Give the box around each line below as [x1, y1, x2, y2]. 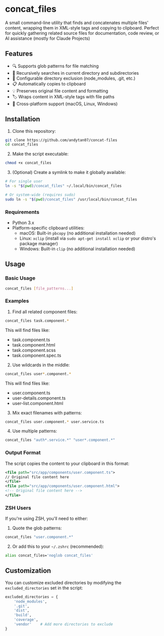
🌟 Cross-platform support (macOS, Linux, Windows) [12, 101, 118, 107]
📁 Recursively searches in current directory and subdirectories [12, 70, 139, 76]
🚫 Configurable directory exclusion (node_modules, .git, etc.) [12, 75, 136, 81]
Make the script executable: [12, 151, 69, 157]
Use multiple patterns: [12, 428, 57, 434]
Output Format [5, 449, 41, 456]
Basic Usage [5, 275, 36, 282]
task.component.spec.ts [12, 352, 61, 358]
